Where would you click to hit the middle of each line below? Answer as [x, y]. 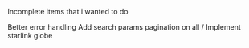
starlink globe [30, 36]
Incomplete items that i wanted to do [68, 12]
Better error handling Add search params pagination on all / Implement [124, 27]
